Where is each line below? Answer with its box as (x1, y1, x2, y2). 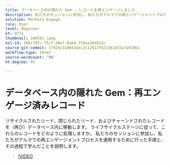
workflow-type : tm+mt (5, 50, 51, 55)
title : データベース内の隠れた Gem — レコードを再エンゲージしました (5, 7, 136, 13)
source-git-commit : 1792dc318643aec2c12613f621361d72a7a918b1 (5, 45, 140, 50)
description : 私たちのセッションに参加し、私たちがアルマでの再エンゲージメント (5, 12, 156, 17)
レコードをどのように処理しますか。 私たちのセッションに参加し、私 (18, 130, 163, 137)
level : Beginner (5, 26, 40, 31)
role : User (5, 21, 28, 27)
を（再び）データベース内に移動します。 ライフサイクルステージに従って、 (5, 124, 161, 130)
